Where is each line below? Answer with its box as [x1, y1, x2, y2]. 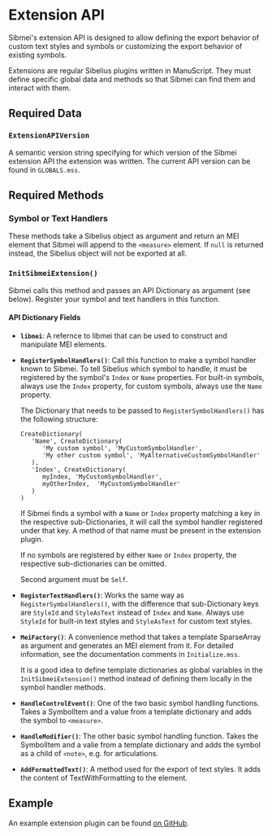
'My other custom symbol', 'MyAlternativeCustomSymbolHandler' [41, 451, 261, 459]
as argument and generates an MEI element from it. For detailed [19, 641, 234, 650]
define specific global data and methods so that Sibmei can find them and [8, 74, 256, 84]
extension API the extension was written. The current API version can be [8, 156, 251, 166]
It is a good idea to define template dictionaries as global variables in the [19, 665, 264, 675]
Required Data [8, 107, 83, 120]
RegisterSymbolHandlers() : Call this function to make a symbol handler [19, 355, 257, 365]
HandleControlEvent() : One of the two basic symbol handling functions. [19, 698, 260, 707]
